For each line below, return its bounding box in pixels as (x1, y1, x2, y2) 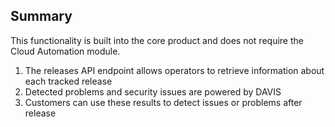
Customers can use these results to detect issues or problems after (24, 96, 303, 108)
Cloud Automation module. (10, 45, 121, 57)
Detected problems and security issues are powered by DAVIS (24, 85, 282, 98)
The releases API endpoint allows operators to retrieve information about (24, 64, 325, 76)
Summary (10, 8, 73, 25)
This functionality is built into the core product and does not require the (10, 34, 304, 46)
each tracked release (24, 75, 113, 87)
